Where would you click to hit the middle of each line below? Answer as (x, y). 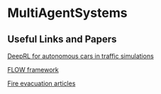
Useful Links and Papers (62, 39)
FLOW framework (33, 70)
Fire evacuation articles (41, 83)
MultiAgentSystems (67, 13)
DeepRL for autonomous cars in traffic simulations (80, 56)
